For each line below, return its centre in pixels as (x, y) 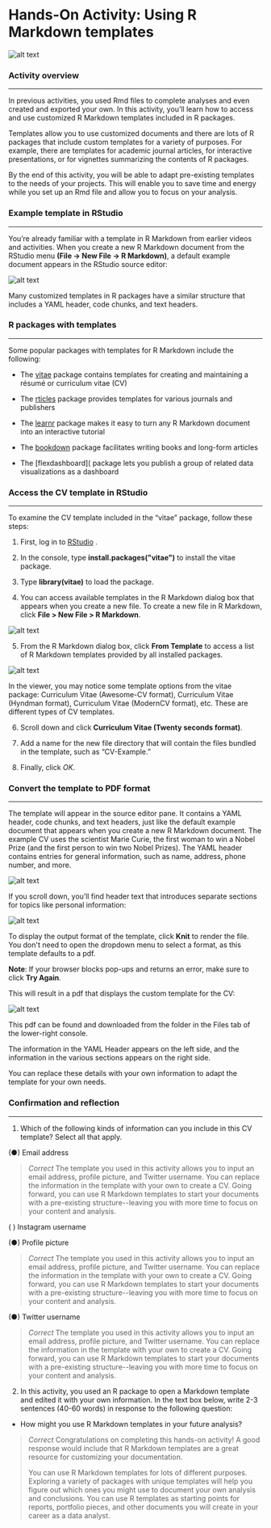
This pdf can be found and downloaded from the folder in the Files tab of (129, 1025)
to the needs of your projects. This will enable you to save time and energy (132, 184)
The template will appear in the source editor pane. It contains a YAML (125, 814)
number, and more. (40, 865)
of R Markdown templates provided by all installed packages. (121, 655)
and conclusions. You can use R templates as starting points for (134, 1498)
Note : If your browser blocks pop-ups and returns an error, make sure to (129, 969)
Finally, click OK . (48, 768)
